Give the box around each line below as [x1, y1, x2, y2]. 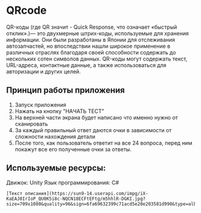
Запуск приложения [14, 101, 67, 108]
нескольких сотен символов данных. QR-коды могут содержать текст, [6, 55, 187, 62]
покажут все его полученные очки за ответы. [14, 145, 132, 153]
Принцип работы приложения [6, 85, 125, 96]
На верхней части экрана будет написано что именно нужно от [14, 114, 178, 121]
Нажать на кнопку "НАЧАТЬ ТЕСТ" [14, 107, 105, 114]
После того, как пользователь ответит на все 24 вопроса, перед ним [14, 139, 193, 147]
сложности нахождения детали [14, 133, 96, 140]
